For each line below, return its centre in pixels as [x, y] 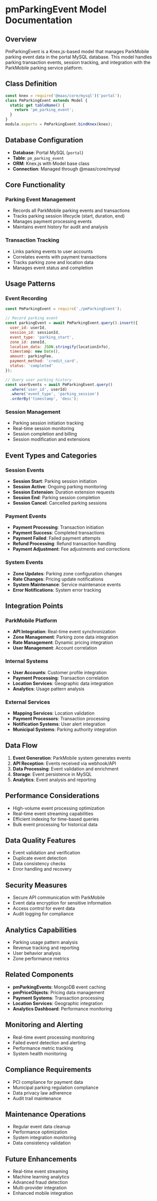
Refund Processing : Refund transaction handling [64, 544]
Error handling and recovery [42, 869]
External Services [28, 702]
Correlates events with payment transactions [60, 256]
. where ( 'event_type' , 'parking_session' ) [55, 394]
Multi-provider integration [40, 1188]
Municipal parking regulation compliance [55, 1087]
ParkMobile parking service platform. [44, 68]
